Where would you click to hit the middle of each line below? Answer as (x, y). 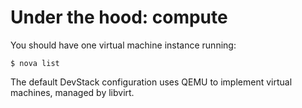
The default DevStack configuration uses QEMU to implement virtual (151, 82)
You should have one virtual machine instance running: (123, 45)
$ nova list (35, 63)
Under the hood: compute (119, 17)
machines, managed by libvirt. (72, 92)
